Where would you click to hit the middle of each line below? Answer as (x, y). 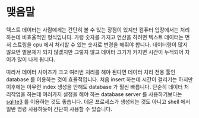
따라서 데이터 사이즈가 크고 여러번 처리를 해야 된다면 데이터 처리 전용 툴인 (91, 72)
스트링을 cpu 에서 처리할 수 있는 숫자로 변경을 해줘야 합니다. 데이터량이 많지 (100, 44)
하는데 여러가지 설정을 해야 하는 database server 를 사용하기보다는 (104, 94)
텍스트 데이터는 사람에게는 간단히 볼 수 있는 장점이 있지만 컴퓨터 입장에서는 (93, 30)
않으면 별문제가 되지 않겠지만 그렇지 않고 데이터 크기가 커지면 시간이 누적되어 (95, 52)
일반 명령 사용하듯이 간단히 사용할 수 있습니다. (59, 109)
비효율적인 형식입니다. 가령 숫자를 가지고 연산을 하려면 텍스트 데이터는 (103, 37)
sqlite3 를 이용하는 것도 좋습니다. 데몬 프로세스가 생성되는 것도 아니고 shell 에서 (98, 101)
